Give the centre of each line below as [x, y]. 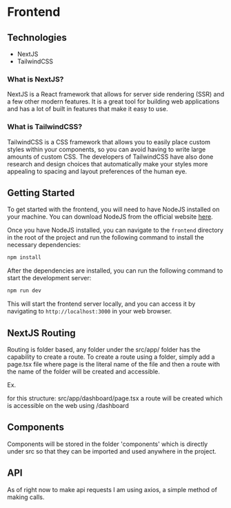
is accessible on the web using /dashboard [68, 405]
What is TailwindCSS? [45, 127]
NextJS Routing [41, 333]
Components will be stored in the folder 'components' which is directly [108, 444]
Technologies [37, 38]
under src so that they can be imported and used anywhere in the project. [112, 451]
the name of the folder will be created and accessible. [83, 371]
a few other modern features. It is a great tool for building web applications [113, 101]
